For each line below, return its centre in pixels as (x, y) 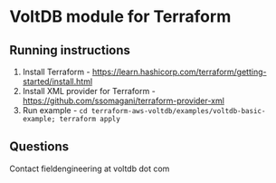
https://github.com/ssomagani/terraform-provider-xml (123, 101)
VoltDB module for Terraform (120, 17)
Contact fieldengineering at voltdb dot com (90, 169)
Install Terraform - (56, 72)
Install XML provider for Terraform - (89, 91)
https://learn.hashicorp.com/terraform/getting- (179, 72)
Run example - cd (55, 110)
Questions (39, 147)
